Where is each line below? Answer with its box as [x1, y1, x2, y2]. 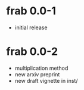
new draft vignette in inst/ [14, 77, 78, 84]
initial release [14, 24, 48, 31]
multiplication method [14, 64, 69, 72]
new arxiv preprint [14, 70, 60, 78]
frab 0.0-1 [6, 4, 57, 18]
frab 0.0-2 [6, 45, 58, 58]
